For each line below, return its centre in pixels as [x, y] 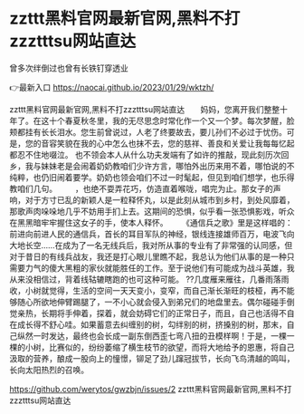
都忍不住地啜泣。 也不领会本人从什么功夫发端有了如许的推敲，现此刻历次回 [149, 154]
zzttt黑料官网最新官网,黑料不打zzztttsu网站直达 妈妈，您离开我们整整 [145, 109]
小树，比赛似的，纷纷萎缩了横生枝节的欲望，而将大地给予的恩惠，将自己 [160, 347]
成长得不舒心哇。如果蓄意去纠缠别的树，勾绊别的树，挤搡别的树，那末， [152, 324]
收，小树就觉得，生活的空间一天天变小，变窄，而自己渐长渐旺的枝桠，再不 [148, 290]
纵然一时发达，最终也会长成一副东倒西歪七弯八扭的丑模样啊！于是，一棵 [152, 335]
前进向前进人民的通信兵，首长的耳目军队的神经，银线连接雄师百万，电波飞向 [152, 234]
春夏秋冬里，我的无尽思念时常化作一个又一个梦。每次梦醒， [176, 120]
